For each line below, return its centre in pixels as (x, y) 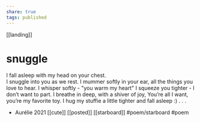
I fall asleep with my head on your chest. (56, 75)
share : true (21, 12)
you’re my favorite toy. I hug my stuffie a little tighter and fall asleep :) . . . (96, 101)
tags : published (26, 17)
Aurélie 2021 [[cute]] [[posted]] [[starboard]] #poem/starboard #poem (102, 112)
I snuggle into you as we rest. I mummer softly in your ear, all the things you (100, 82)
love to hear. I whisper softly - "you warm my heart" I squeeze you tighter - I (100, 88)
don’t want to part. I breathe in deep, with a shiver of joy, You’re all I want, (97, 94)
